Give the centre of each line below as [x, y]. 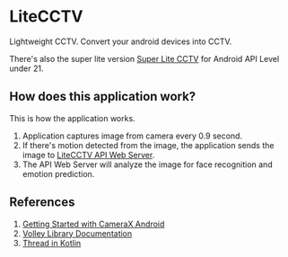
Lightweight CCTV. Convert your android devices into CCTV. [121, 41]
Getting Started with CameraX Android [93, 224]
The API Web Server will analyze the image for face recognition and [147, 164]
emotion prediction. [58, 173]
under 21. [26, 68]
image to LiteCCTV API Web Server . [88, 155]
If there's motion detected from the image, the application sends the [148, 145]
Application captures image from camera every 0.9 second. [132, 136]
